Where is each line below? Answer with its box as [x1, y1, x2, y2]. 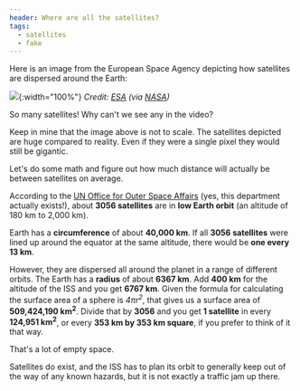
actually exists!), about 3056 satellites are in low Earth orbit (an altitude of [9, 200, 289, 211]
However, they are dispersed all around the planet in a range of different [9, 264, 277, 275]
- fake [17, 38, 42, 48]
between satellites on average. [9, 173, 124, 184]
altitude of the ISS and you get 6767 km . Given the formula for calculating [9, 283, 284, 294]
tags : [9, 22, 30, 31]
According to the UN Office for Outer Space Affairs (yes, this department [9, 191, 280, 202]
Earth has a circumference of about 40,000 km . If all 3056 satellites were [9, 227, 289, 238]
